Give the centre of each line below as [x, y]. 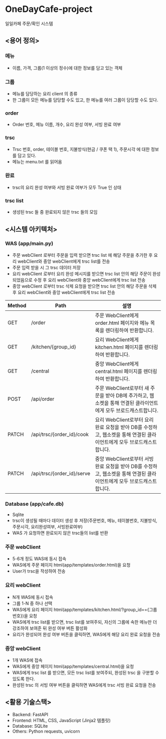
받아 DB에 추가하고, [127, 395]
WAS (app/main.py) [29, 243]
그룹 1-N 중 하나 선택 [32, 603]
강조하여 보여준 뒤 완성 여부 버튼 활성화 [50, 628]
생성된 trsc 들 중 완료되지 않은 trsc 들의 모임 [55, 212]
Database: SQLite [30, 726]
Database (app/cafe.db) [35, 504]
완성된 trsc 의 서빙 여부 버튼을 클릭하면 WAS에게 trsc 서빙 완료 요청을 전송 [84, 685]
